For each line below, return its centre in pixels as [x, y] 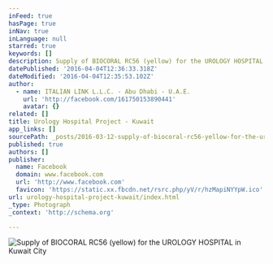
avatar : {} [41, 106]
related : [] [28, 115]
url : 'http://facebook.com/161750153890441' [100, 99]
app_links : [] [32, 129]
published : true [36, 144]
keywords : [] [30, 54]
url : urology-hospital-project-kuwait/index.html [94, 197]
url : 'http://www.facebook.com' [71, 182]
